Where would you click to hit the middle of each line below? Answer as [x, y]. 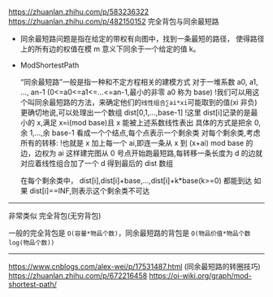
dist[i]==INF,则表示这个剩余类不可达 [90, 191]
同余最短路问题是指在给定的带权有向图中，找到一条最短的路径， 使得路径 [142, 39]
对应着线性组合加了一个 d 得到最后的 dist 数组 [97, 163]
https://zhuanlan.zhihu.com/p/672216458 [78, 275]
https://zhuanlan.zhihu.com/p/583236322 [79, 12]
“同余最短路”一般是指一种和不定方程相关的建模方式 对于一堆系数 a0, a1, [139, 82]
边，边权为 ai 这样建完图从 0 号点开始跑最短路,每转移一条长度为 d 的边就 [141, 153]
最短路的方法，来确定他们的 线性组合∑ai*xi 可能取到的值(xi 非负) [153, 102]
